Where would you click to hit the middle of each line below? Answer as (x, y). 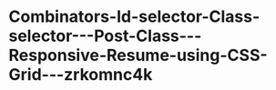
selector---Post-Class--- (105, 36)
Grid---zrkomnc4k (81, 75)
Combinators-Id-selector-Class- (134, 17)
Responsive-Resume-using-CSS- (138, 55)
